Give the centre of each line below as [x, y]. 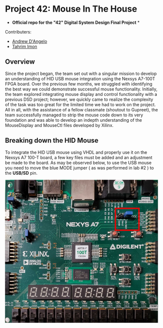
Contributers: [18, 32]
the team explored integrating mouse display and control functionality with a [81, 94]
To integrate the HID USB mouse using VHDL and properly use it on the [76, 152]
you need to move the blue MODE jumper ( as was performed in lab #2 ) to [80, 168]
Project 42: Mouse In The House [71, 9]
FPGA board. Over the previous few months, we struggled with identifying [79, 84]
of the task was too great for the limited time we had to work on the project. [81, 104]
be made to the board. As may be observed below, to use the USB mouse [78, 163]
